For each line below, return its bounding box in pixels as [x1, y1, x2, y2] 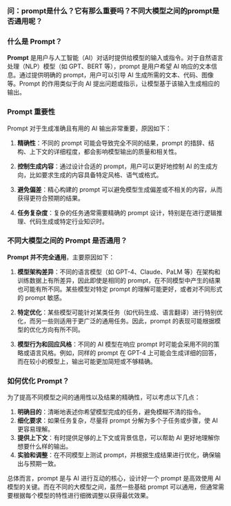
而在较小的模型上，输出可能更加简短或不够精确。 [17, 357, 157, 365]
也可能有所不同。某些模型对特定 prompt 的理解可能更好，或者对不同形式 [17, 285, 223, 293]
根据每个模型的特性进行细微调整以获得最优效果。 [12, 492, 152, 500]
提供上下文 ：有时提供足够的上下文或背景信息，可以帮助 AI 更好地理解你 [17, 434, 221, 442]
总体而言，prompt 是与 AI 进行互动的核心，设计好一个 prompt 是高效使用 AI [7, 474, 221, 483]
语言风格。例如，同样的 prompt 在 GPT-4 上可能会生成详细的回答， [29, 348, 221, 356]
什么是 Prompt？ [7, 37, 63, 46]
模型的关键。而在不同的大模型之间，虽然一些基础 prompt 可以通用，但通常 [7, 483, 219, 491]
